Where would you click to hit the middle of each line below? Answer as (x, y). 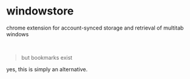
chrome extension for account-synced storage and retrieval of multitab (95, 28)
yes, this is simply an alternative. (47, 69)
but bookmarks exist (47, 57)
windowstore (40, 11)
